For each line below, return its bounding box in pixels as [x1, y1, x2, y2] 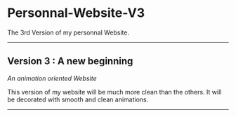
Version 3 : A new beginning [7, 55, 133, 68]
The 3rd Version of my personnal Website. [7, 28, 130, 37]
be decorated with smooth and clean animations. [7, 95, 149, 104]
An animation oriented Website [7, 74, 97, 82]
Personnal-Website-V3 [7, 5, 145, 21]
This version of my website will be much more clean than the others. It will [7, 87, 222, 96]
